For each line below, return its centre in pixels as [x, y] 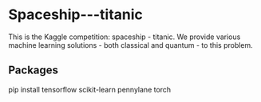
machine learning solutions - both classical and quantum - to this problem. [130, 45]
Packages [33, 71]
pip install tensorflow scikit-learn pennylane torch [90, 89]
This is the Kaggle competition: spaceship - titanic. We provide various [125, 37]
